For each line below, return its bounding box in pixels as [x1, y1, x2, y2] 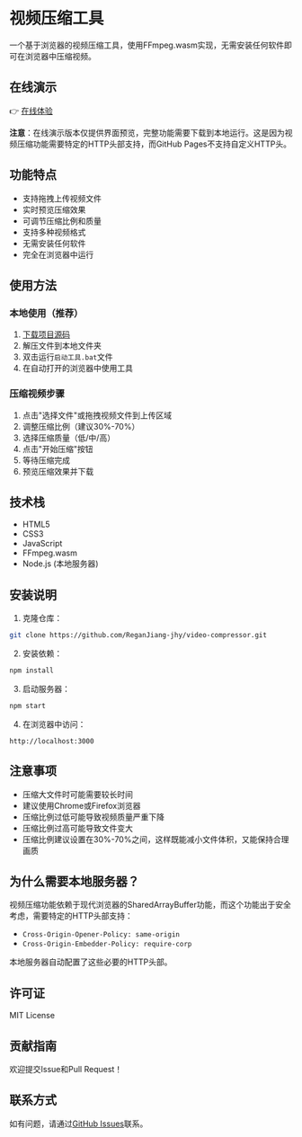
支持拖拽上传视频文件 [22, 192, 102, 203]
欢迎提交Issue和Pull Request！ [9, 1064, 123, 1075]
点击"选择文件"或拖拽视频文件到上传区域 [22, 410, 173, 421]
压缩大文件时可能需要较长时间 [22, 788, 133, 800]
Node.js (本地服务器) [22, 558, 99, 569]
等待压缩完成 [22, 455, 70, 466]
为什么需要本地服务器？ [9, 874, 139, 889]
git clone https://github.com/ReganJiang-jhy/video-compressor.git [9, 631, 268, 640]
